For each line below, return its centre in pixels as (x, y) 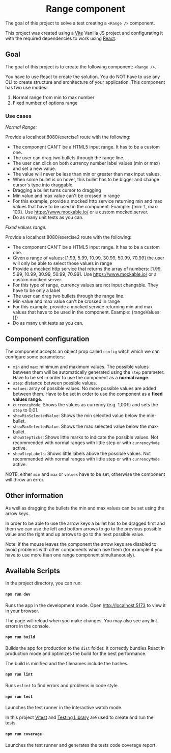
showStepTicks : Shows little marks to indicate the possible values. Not (85, 437)
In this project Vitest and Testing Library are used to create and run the (79, 717)
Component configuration (47, 339)
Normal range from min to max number (53, 97)
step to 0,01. (25, 410)
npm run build (20, 637)
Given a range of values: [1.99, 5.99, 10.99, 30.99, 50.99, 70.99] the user (88, 258)
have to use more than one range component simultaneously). (70, 555)
